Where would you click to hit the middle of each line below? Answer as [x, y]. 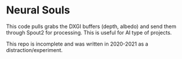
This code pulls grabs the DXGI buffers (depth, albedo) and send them [91, 26]
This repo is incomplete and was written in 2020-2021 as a [77, 44]
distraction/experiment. [34, 50]
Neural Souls [38, 10]
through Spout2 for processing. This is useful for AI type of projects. [89, 32]
